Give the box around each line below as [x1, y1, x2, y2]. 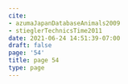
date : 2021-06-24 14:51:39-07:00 [8, 34, 121, 42]
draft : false [8, 42, 52, 50]
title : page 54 [8, 57, 60, 65]
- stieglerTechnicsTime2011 [8, 26, 103, 34]
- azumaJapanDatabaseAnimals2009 [8, 19, 121, 27]
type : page [8, 64, 45, 72]
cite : [8, 11, 27, 20]
